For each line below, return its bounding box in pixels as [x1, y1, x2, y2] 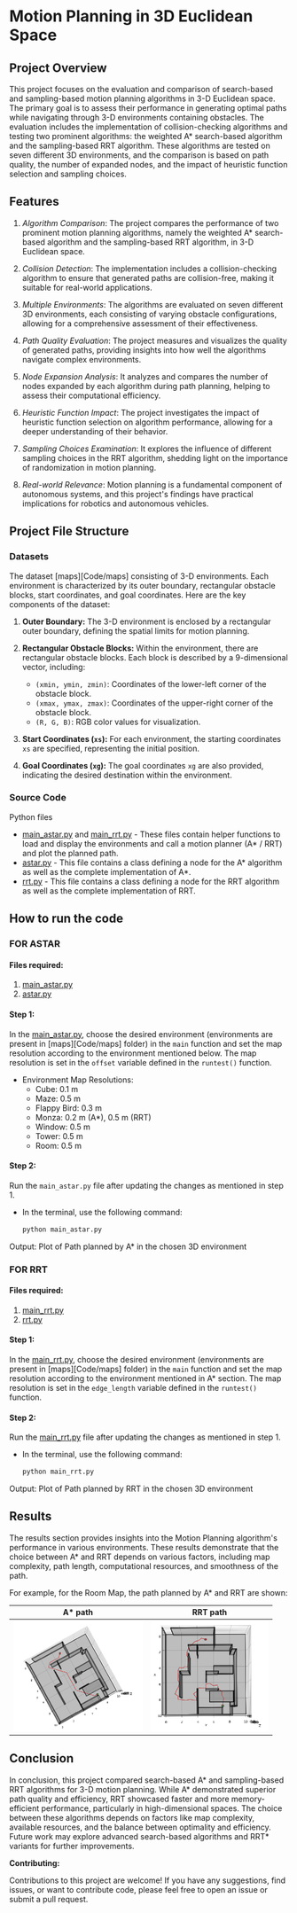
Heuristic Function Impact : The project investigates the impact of [21, 407, 260, 418]
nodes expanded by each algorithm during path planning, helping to [21, 380, 270, 391]
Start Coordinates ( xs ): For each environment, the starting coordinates [21, 733, 282, 744]
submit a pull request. [9, 1893, 89, 1904]
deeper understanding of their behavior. [21, 426, 168, 436]
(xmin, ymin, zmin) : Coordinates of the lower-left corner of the [35, 678, 267, 689]
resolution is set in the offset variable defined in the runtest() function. [9, 1057, 272, 1067]
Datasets [9, 550, 49, 563]
